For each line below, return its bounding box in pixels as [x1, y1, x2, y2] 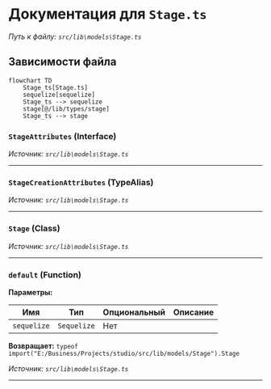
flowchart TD [8, 76, 52, 85]
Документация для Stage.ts [8, 5, 207, 23]
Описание [173, 307, 215, 318]
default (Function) [8, 268, 82, 280]
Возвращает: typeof [8, 340, 78, 350]
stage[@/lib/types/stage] [23, 104, 110, 113]
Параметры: [8, 287, 53, 297]
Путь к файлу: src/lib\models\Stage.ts [8, 32, 142, 41]
